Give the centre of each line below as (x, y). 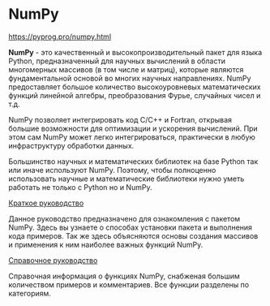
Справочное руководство (53, 260)
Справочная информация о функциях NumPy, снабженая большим (124, 276)
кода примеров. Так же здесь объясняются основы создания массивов (133, 235)
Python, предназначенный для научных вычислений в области (117, 61)
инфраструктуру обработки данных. (71, 145)
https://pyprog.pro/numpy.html (60, 37)
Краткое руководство (46, 203)
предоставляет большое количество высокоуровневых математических (135, 87)
